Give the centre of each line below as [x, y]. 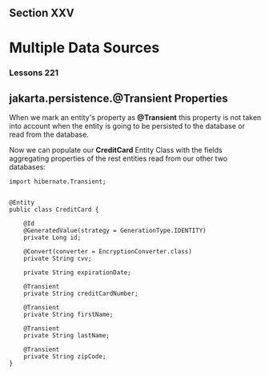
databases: [28, 167]
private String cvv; [58, 259]
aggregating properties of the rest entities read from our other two [118, 158]
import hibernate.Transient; [58, 182]
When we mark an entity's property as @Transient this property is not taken [135, 118]
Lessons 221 [34, 73]
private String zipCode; [65, 357]
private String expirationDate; [77, 273]
